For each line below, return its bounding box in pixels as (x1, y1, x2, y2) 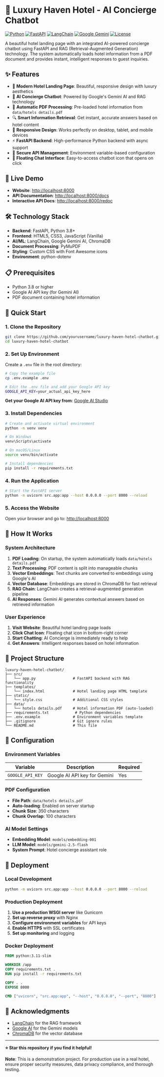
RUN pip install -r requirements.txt (5, 971, 82, 976)
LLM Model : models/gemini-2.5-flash (12, 842, 88, 848)
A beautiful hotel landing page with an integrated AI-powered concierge (5, 40, 149, 46)
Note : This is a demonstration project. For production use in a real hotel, (5, 1056, 150, 1062)
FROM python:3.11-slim (5, 953, 51, 959)
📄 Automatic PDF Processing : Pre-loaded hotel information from (12, 104, 143, 110)
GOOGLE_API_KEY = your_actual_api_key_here (5, 389, 91, 394)
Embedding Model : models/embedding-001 (12, 836, 97, 842)
